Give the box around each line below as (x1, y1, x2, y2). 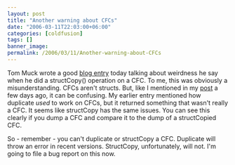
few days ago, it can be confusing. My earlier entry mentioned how (7, 91, 201, 99)
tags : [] (7, 37, 33, 44)
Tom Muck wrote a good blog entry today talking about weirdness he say (7, 68, 219, 77)
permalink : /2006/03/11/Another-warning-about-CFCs (7, 50, 161, 57)
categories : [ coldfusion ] (7, 29, 83, 37)
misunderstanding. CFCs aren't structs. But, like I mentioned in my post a (7, 84, 219, 92)
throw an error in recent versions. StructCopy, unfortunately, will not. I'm (7, 142, 216, 150)
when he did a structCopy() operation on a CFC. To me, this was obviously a (7, 76, 228, 84)
